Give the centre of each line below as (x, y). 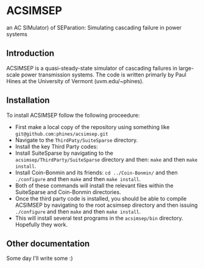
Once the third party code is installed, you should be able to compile (101, 198)
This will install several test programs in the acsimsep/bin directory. (99, 218)
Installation (28, 101)
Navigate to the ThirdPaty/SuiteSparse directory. (76, 140)
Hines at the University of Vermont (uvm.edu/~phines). (75, 81)
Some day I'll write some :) (40, 258)
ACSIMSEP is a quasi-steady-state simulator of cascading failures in (92, 68)
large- (186, 68)
